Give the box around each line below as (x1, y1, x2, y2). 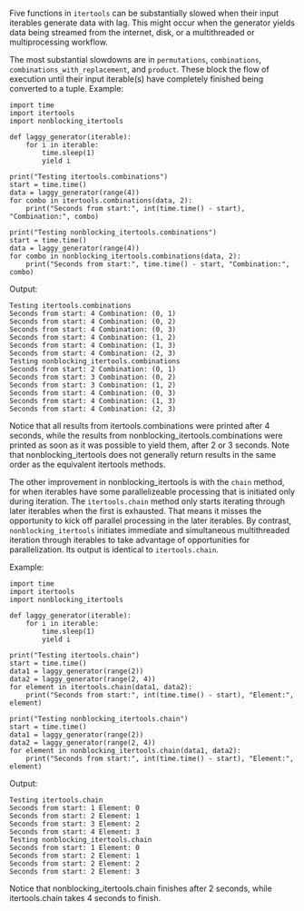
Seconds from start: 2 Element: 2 (9, 859, 141, 868)
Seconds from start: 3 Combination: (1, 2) (9, 381, 177, 390)
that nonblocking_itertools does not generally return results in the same (9, 450, 277, 460)
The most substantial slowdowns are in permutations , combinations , (9, 54, 261, 64)
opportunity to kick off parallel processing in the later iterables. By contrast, (9, 515, 292, 526)
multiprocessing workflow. (9, 36, 109, 47)
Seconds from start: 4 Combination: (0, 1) (9, 309, 177, 318)
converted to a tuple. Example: (9, 84, 124, 94)
